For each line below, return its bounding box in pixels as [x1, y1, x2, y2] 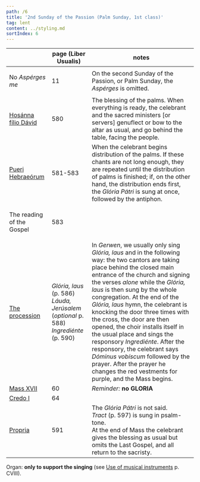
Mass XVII [9, 385, 37, 393]
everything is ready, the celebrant [91, 103, 186, 112]
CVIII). [6, 470, 22, 477]
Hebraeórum [9, 173, 45, 181]
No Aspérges [9, 73, 46, 81]
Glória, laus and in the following [91, 248, 180, 257]
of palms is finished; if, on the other [91, 173, 190, 181]
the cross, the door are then [91, 316, 170, 324]
